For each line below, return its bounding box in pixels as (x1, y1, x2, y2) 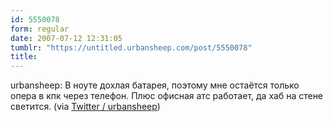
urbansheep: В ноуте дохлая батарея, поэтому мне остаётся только (10, 79, 300, 91)
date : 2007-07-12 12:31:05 (10, 33, 123, 43)
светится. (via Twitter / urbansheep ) (10, 101, 161, 113)
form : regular (10, 24, 70, 34)
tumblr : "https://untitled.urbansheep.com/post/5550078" (10, 42, 253, 53)
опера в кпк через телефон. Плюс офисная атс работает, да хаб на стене (10, 90, 324, 102)
